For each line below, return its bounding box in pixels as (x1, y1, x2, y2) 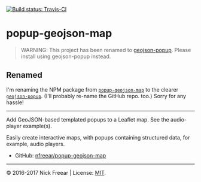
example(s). (23, 122, 52, 129)
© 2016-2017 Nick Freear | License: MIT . (6, 169, 106, 176)
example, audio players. (6, 140, 65, 147)
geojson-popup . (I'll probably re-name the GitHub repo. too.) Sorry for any (6, 92, 187, 99)
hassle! (6, 99, 24, 106)
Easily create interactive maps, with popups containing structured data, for (6, 134, 190, 141)
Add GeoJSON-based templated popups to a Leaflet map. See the (6, 116, 169, 123)
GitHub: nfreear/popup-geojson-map (14, 151, 106, 159)
